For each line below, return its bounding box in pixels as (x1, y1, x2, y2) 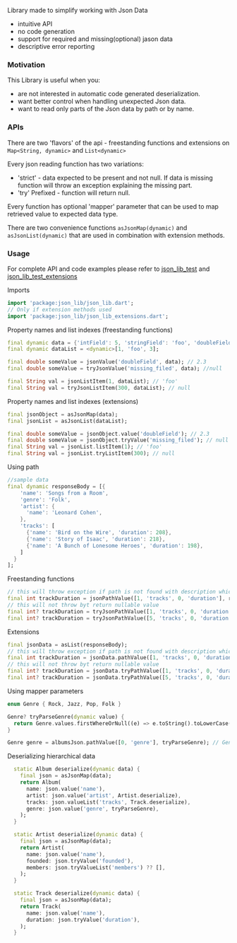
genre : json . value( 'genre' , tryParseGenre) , (25, 805, 159, 812)
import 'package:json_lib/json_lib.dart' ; (7, 299, 134, 306)
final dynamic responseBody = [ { (7, 482, 106, 490)
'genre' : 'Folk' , (20, 496, 71, 503)
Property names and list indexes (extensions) (7, 397, 139, 405)
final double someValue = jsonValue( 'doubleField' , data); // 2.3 (7, 359, 207, 366)
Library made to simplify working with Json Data (7, 6, 148, 14)
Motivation (7, 59, 46, 69)
